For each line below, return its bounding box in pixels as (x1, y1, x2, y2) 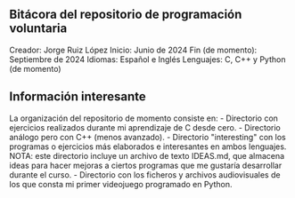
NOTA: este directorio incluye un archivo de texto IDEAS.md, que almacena (9, 150, 285, 161)
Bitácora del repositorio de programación (9, 7, 242, 22)
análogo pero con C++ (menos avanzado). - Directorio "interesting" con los (9, 131, 287, 142)
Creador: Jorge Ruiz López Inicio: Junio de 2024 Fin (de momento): (9, 44, 258, 55)
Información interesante (9, 89, 147, 105)
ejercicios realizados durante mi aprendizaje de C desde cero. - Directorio (9, 122, 281, 132)
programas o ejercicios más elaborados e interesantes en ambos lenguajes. (9, 141, 287, 152)
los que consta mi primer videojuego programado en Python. (9, 178, 233, 189)
